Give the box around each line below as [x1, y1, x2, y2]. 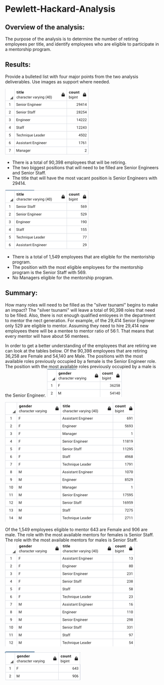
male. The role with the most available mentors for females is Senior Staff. [5, 532, 154, 537]
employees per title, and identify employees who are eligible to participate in [5, 41, 159, 47]
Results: [5, 60, 31, 69]
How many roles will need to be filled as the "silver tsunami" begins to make [5, 302, 158, 307]
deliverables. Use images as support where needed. [5, 78, 110, 84]
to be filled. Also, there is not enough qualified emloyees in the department [5, 312, 156, 318]
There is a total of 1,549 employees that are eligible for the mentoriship [12, 254, 155, 259]
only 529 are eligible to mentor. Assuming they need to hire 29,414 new [5, 323, 149, 329]
